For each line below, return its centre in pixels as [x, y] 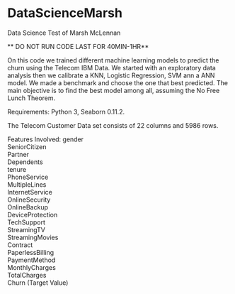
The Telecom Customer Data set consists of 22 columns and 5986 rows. [113, 125]
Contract [20, 245]
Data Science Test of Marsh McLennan [64, 33]
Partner [18, 154]
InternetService [30, 192]
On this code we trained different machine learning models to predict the [113, 60]
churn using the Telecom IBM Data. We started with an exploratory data [111, 67]
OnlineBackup [28, 207]
